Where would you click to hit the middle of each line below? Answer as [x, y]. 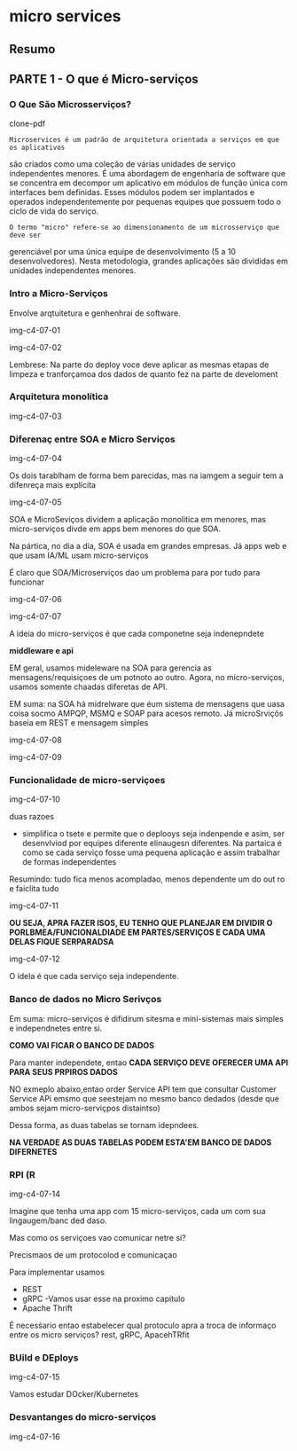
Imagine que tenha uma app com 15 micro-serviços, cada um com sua [137, 1212]
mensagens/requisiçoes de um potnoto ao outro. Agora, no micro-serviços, [147, 678]
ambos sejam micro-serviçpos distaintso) [85, 1108]
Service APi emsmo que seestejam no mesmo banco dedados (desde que [144, 1098]
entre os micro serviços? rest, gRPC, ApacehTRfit [99, 1335]
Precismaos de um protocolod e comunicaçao [93, 1255]
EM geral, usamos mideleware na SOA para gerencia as [111, 668]
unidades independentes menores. [73, 271]
